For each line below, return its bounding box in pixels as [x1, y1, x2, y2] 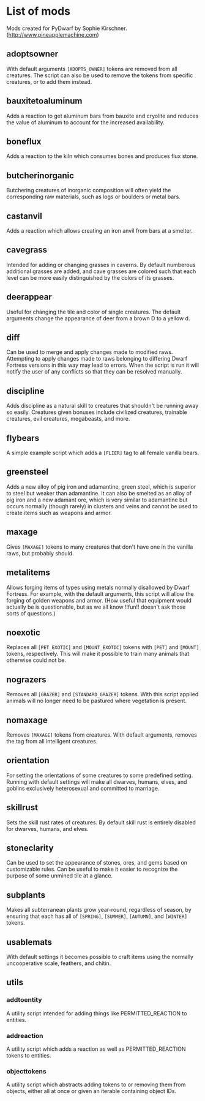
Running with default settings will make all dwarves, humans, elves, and [6, 778, 187, 785]
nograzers [6, 674, 47, 685]
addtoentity [6, 996, 42, 1004]
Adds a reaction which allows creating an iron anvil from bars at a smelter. [6, 227, 193, 234]
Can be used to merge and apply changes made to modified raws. [6, 348, 173, 356]
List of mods [6, 4, 70, 18]
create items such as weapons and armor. [6, 509, 112, 516]
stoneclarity [6, 843, 54, 853]
